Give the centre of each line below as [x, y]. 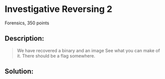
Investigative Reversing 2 [58, 9]
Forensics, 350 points [27, 23]
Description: [24, 39]
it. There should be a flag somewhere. [56, 56]
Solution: [19, 71]
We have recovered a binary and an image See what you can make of [88, 50]
